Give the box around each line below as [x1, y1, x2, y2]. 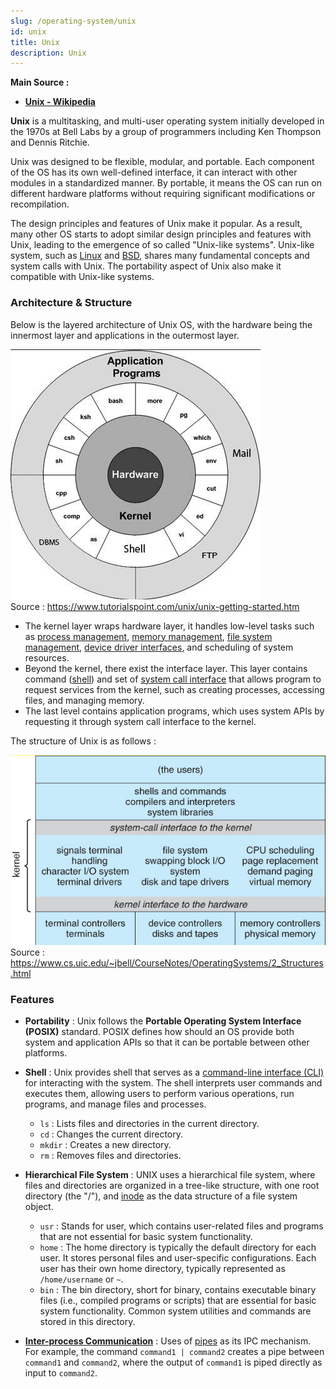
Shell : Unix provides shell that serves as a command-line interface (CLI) [24, 1066, 325, 1079]
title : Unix [10, 37, 60, 47]
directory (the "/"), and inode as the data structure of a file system [24, 1190, 298, 1202]
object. [24, 1201, 54, 1213]
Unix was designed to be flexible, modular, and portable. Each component [10, 156, 315, 168]
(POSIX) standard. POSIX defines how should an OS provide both [24, 1026, 295, 1038]
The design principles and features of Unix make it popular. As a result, [10, 218, 303, 230]
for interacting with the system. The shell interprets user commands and [24, 1077, 323, 1089]
